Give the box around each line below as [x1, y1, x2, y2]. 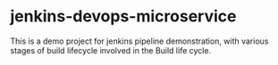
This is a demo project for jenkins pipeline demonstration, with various [10, 36, 269, 46]
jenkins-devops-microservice [10, 6, 237, 27]
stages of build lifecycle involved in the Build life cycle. [10, 45, 212, 55]
